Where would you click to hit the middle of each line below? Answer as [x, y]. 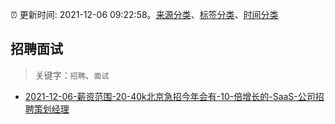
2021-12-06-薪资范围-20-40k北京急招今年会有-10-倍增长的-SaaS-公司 [170, 96]
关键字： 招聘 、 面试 [72, 75]
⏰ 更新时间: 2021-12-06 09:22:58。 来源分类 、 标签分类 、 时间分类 [144, 14]
